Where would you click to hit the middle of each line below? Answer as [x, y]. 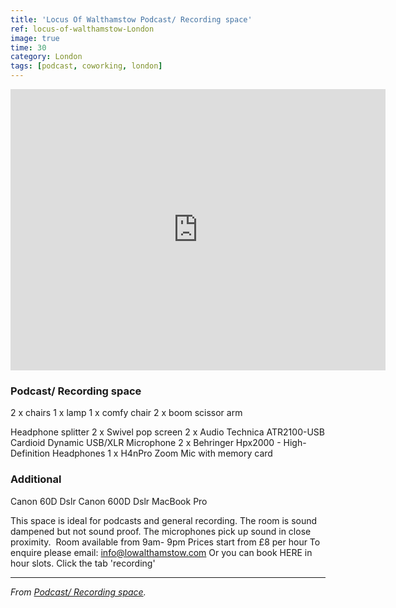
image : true [35, 38]
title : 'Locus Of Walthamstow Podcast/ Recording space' [131, 19]
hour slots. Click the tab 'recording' [83, 563]
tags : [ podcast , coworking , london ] [86, 66]
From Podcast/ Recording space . [78, 592]
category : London [46, 57]
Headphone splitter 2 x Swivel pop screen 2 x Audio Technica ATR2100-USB [167, 432]
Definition [30, 453]
